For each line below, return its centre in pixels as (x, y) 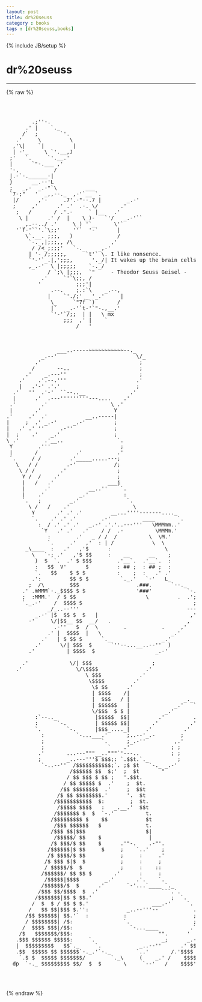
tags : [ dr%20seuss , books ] (40, 29)
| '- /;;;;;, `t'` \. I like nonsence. (95, 254)
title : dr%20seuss (29, 17)
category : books (28, 23)
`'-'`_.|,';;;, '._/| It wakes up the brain (103, 260)
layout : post (23, 12)
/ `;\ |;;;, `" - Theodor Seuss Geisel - (117, 272)
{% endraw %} (25, 994)
